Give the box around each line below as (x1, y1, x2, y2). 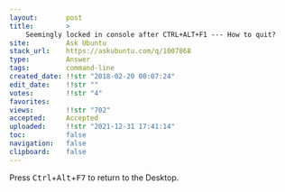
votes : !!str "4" (9, 88, 103, 97)
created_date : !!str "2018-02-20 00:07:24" (9, 72, 176, 81)
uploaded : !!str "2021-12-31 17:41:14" (9, 123, 176, 132)
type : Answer (9, 55, 91, 64)
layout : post (9, 13, 83, 23)
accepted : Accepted (9, 114, 99, 123)
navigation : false (9, 139, 87, 148)
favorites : (9, 96, 51, 106)
